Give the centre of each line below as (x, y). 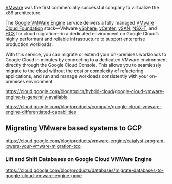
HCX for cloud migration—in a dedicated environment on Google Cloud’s (82, 33)
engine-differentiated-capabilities (41, 112)
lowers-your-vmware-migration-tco (43, 146)
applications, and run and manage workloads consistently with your (77, 76)
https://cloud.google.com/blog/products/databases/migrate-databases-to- (85, 170)
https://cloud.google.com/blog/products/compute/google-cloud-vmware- (83, 107)
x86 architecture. (24, 13)
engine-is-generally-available (36, 97)
